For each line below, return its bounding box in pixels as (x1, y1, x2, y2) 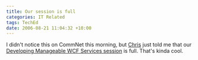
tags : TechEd (6, 19, 39, 25)
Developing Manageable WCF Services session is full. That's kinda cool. (6, 48, 183, 55)
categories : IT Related (6, 14, 65, 20)
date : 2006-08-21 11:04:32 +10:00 (6, 25, 92, 31)
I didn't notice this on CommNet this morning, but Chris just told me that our (6, 41, 192, 48)
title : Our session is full (6, 8, 76, 15)
